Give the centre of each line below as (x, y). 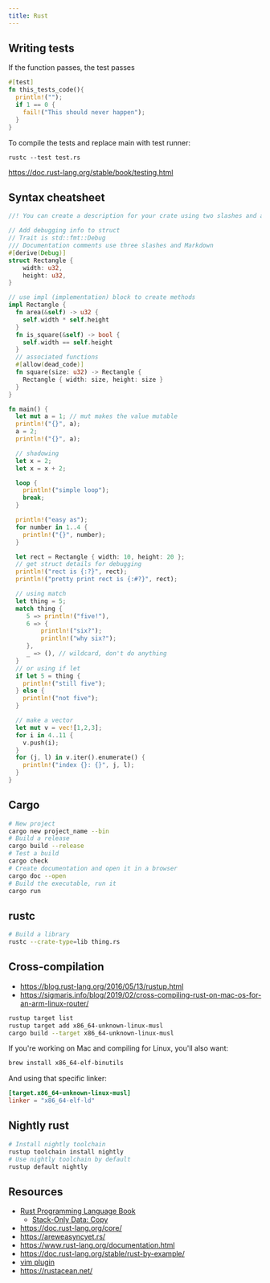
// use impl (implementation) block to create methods (102, 297)
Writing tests (41, 49)
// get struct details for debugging (79, 564)
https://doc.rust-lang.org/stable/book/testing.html (91, 172)
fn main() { (28, 409)
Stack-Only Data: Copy (70, 1219)
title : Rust (28, 16)
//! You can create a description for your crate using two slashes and (133, 216)
